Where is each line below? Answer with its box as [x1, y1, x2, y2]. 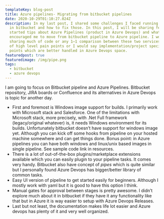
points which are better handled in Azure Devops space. [9, 48, 128, 53]
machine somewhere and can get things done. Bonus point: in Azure [12, 135, 150, 141]
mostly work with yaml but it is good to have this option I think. [12, 182, 138, 188]
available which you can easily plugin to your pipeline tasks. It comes [12, 156, 151, 162]
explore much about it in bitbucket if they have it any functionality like [12, 193, 152, 198]
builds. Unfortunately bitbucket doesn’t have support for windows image [12, 125, 158, 131]
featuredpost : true [5, 52, 45, 58]
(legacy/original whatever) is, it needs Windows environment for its [12, 120, 147, 125]
